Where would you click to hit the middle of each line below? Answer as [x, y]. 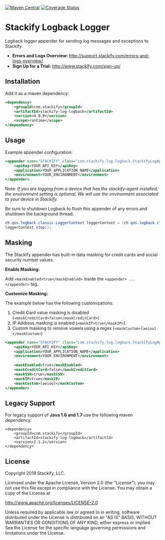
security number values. [29, 259]
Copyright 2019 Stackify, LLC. [35, 473]
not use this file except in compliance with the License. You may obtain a [79, 488]
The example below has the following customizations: [59, 303]
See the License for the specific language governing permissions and [75, 528]
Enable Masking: [23, 269]
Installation [23, 82]
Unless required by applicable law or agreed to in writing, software [72, 512]
